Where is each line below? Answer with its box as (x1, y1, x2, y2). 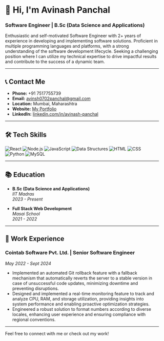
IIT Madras (12, 191, 35, 197)
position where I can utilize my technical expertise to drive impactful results (5, 54, 157, 60)
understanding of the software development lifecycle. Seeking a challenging (5, 48, 159, 54)
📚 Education (5, 170, 45, 179)
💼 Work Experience (5, 235, 64, 243)
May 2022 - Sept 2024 (5, 261, 51, 266)
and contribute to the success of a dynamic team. (5, 59, 105, 65)
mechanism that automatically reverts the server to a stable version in (12, 275, 153, 281)
